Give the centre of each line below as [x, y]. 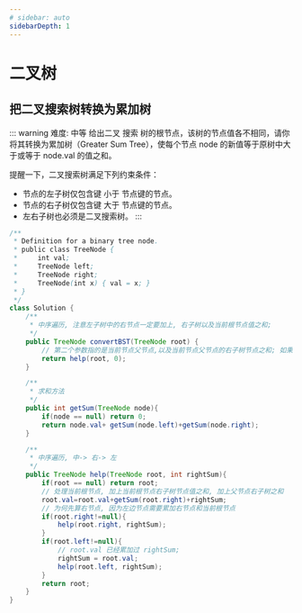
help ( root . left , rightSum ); [110, 567]
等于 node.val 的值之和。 [71, 155]
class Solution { [42, 308]
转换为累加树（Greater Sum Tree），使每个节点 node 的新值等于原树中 [154, 144]
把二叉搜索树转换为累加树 [80, 109]
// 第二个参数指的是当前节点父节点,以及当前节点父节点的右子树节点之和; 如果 [168, 350]
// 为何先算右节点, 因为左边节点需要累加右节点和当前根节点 [139, 508]
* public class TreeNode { [64, 250]
